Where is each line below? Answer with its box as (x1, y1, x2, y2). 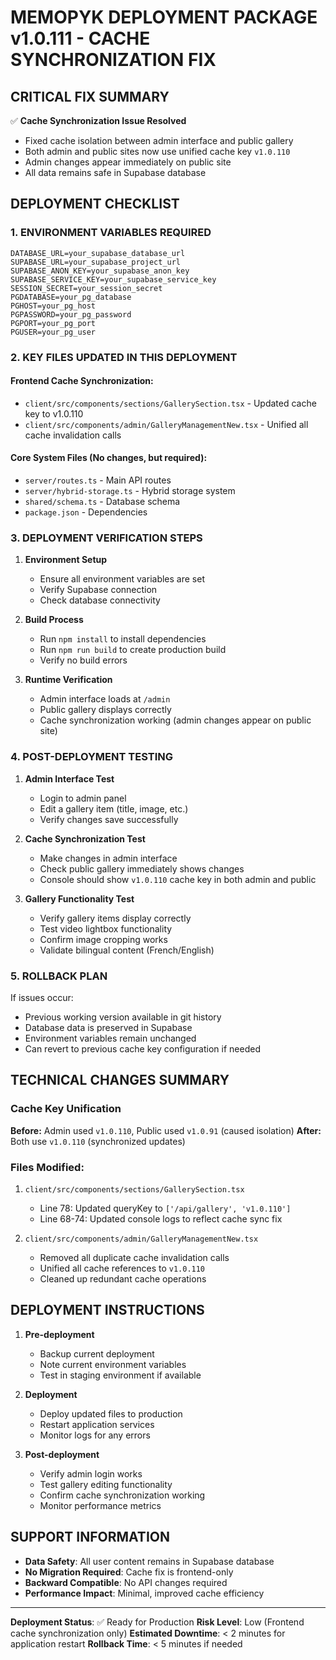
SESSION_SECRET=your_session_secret (10, 283, 163, 293)
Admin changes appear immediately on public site (24, 156, 232, 168)
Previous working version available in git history (24, 1011, 222, 1023)
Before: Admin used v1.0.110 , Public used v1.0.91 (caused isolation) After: (10, 1124, 322, 1136)
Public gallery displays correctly (39, 704, 172, 716)
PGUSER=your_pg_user (10, 327, 97, 337)
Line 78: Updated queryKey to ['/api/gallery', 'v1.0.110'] (39, 1202, 292, 1214)
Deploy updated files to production (39, 1407, 183, 1420)
